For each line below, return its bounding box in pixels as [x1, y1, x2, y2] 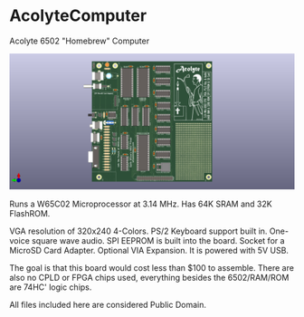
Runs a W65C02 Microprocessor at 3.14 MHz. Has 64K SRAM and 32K [9, 198, 273, 209]
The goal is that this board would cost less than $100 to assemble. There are [9, 263, 294, 274]
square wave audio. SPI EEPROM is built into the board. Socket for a [31, 235, 285, 246]
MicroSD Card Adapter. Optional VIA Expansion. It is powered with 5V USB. [9, 245, 290, 256]
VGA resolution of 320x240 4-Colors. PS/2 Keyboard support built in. [9, 226, 268, 236]
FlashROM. [9, 208, 51, 219]
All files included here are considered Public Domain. [9, 300, 206, 311]
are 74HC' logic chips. [9, 282, 92, 293]
